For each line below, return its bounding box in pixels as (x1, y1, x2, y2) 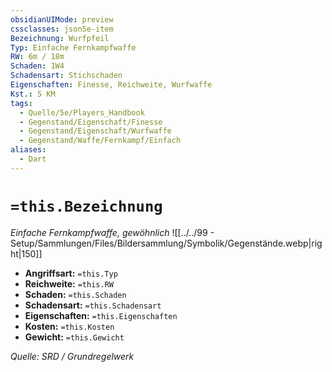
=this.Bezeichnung (10, 197, 163, 216)
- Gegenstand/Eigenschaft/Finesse (19, 117, 163, 127)
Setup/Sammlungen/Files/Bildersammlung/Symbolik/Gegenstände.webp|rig (10, 237, 323, 249)
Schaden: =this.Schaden (24, 288, 127, 300)
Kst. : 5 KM (10, 89, 56, 99)
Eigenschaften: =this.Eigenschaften (24, 309, 178, 321)
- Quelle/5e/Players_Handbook (19, 107, 145, 118)
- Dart (19, 154, 47, 164)
